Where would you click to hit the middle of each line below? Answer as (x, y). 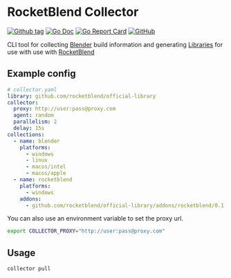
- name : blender (37, 141)
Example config (41, 74)
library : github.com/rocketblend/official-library (82, 96)
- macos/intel (46, 167)
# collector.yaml (32, 90)
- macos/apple (46, 174)
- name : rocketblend (43, 180)
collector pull (29, 269)
